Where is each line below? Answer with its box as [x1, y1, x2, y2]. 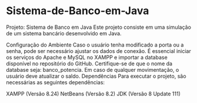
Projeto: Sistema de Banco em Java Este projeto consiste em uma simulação [6, 24, 191, 31]
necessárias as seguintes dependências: [6, 78, 105, 86]
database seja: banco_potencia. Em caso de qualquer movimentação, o [6, 66, 179, 73]
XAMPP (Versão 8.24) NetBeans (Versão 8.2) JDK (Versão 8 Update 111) [6, 90, 181, 97]
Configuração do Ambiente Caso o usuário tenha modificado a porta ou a [6, 41, 184, 48]
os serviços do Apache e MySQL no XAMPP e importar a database [6, 54, 168, 61]
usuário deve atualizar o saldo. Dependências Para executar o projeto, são [6, 72, 186, 79]
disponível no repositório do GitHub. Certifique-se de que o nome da [6, 60, 172, 67]
